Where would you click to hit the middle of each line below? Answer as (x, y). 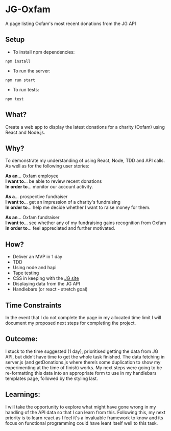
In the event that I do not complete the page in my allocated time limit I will (83, 317)
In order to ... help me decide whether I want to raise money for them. (78, 207)
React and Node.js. (25, 132)
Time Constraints (33, 305)
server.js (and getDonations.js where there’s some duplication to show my (83, 362)
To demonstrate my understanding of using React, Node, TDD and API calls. (85, 161)
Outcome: (21, 339)
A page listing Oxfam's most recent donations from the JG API (71, 23)
